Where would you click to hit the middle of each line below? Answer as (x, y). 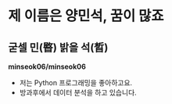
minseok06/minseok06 (47, 66)
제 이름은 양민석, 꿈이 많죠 (86, 16)
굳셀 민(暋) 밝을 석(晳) (58, 47)
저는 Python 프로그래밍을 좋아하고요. (76, 82)
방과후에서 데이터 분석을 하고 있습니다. (78, 92)
